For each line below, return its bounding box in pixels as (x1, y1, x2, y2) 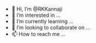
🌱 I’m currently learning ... (11, 18, 74, 24)
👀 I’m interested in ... (11, 12, 61, 19)
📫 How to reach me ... (11, 31, 66, 37)
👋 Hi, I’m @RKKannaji (11, 6, 63, 12)
